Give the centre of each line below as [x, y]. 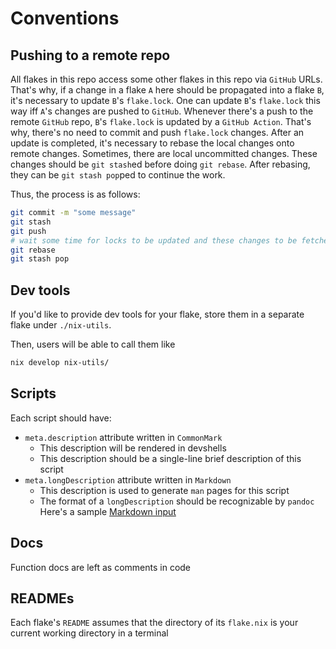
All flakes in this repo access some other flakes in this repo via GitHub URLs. [166, 79]
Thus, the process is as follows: [75, 194]
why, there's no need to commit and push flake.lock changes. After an [157, 132]
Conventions [65, 18]
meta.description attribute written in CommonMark [123, 437]
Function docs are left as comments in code [101, 567]
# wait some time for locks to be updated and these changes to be [154, 240]
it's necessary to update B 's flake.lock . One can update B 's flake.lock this [165, 100]
